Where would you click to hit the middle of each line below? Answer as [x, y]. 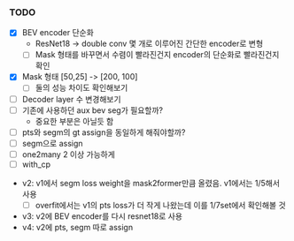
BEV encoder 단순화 [58, 33]
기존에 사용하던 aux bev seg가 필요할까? [93, 110]
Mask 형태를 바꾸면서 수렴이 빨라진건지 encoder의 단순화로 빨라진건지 [157, 55]
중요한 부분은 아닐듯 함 [74, 121]
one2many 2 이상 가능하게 [68, 154]
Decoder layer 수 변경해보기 [71, 99]
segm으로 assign [52, 143]
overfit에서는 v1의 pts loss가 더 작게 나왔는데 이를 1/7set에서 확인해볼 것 [160, 205]
